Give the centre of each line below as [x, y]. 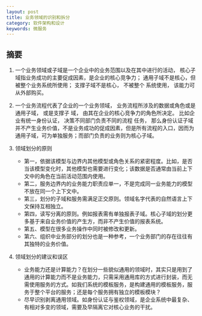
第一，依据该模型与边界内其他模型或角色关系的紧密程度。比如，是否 [108, 161]
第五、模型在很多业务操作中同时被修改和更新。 [82, 229]
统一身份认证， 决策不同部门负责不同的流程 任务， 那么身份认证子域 [109, 120]
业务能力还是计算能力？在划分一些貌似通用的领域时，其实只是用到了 [108, 270]
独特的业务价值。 [50, 244]
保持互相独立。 [48, 206]
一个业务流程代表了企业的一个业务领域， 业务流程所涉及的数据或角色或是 [105, 105]
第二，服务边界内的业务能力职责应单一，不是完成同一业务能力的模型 [108, 184]
